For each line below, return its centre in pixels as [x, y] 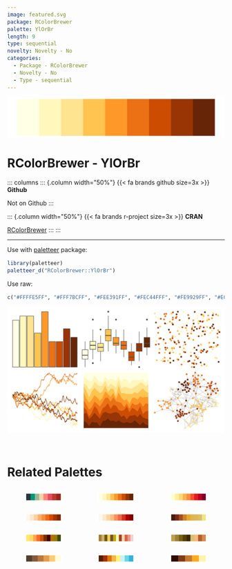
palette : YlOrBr [30, 29]
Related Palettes [55, 472]
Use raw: [20, 284]
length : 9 [21, 37]
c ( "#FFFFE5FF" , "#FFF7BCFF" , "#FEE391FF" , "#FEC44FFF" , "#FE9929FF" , [109, 297]
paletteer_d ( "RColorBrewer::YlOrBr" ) [61, 270]
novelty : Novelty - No [40, 51]
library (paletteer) [35, 263]
